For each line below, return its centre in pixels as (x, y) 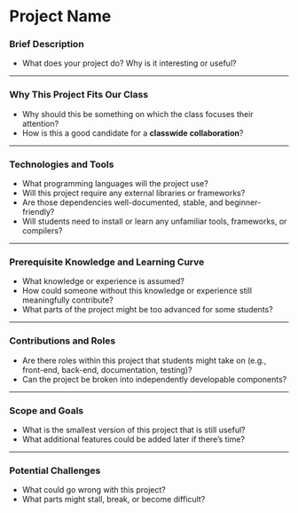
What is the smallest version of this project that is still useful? (133, 430)
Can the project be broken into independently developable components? (154, 379)
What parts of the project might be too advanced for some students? (147, 310)
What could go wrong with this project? (94, 490)
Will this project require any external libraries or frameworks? (133, 193)
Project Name (60, 16)
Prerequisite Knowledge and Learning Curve (107, 262)
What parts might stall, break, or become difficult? (114, 500)
